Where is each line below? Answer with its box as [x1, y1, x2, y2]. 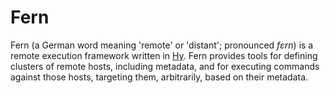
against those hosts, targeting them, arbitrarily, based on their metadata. [10, 71, 309, 83]
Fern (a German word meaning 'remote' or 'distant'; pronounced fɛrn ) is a [10, 39, 314, 51]
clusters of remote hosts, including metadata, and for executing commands [10, 60, 320, 72]
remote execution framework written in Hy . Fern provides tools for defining [10, 49, 318, 61]
